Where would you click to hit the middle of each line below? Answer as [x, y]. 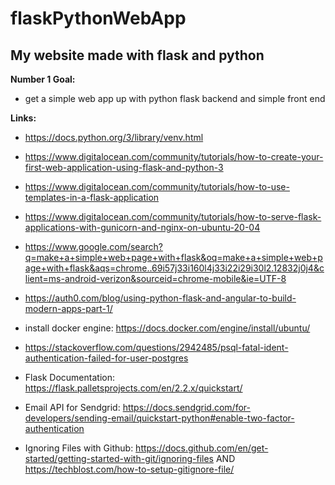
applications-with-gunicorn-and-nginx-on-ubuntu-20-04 [142, 227]
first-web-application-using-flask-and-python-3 [124, 167]
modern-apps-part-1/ [68, 308]
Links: [23, 118]
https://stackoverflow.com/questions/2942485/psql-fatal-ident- [156, 347]
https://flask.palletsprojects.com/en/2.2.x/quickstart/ [133, 388]
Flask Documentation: [69, 377]
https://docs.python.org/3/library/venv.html [114, 137]
